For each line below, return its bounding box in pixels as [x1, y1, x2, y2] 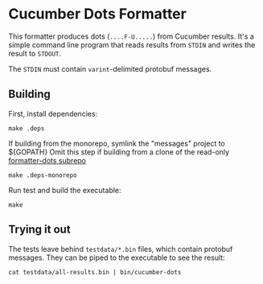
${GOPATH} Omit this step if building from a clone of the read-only [8, 146, 230, 157]
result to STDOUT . [8, 48, 62, 58]
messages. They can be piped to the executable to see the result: [8, 253, 225, 262]
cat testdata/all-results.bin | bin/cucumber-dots [8, 268, 182, 276]
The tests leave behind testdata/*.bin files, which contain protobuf [8, 244, 233, 253]
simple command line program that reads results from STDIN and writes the [8, 39, 256, 49]
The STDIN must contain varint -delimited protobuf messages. [8, 64, 212, 73]
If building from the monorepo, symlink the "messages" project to [8, 138, 225, 148]
